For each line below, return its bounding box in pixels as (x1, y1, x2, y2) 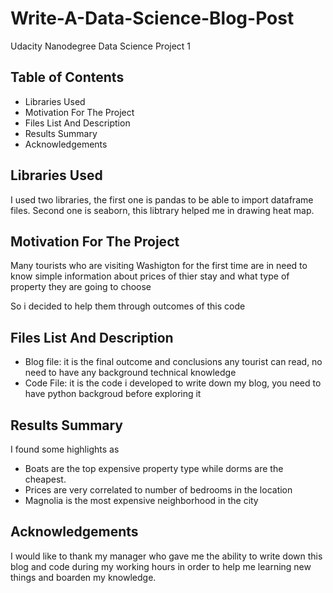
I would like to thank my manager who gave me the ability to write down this (10, 550, 323, 562)
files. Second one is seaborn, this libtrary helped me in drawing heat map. (10, 204, 315, 216)
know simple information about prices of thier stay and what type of (10, 270, 290, 282)
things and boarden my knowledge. (10, 571, 157, 583)
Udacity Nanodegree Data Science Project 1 (10, 40, 192, 52)
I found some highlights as (10, 443, 120, 455)
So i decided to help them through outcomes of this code (10, 300, 246, 312)
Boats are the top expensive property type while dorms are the (24, 463, 284, 474)
